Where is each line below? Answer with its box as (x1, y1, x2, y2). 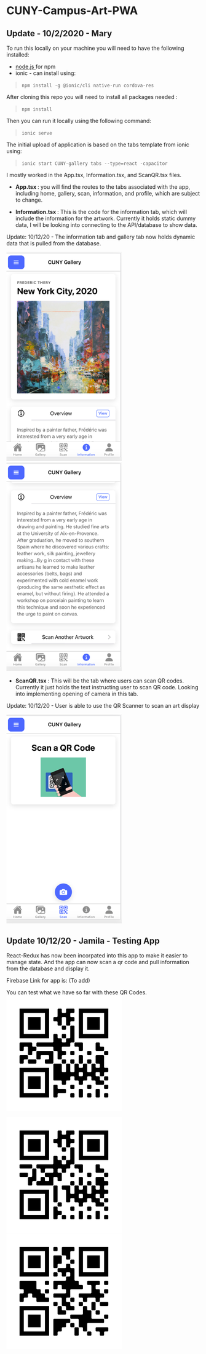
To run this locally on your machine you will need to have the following (6, 44, 184, 52)
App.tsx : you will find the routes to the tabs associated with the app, (15, 183, 191, 191)
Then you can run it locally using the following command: (6, 117, 152, 124)
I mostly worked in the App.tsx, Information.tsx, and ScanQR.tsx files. (6, 172, 182, 178)
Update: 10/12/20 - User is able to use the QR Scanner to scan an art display (6, 702, 200, 710)
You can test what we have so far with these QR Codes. (6, 988, 148, 996)
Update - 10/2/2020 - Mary (6, 28, 113, 39)
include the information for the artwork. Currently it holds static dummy (15, 215, 196, 222)
